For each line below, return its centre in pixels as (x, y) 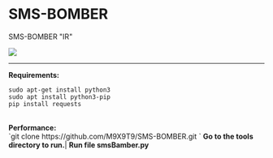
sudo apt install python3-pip (60, 97)
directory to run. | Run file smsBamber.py (79, 145)
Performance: (32, 127)
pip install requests (45, 104)
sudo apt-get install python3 (60, 90)
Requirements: (34, 75)
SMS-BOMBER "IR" (41, 36)
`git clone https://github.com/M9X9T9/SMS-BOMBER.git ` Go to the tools (131, 136)
